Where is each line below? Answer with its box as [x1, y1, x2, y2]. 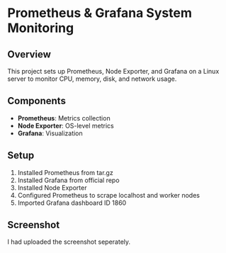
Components [7, 95, 66, 107]
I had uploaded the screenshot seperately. [7, 237, 131, 246]
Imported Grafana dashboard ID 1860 [17, 198, 127, 207]
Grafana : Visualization [17, 129, 83, 137]
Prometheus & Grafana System [7, 5, 193, 21]
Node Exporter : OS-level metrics [17, 121, 115, 130]
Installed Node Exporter [17, 183, 87, 192]
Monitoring [7, 20, 74, 36]
